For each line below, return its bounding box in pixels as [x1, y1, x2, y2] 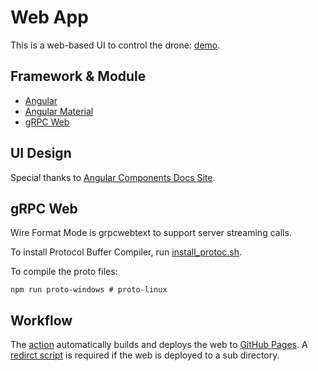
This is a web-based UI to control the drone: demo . [10, 39, 221, 51]
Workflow [10, 312, 73, 329]
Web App [10, 6, 89, 29]
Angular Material [24, 105, 94, 117]
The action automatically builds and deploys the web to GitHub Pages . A [10, 339, 308, 351]
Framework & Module [10, 68, 147, 85]
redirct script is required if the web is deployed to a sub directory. [10, 349, 280, 361]
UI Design [10, 145, 72, 162]
